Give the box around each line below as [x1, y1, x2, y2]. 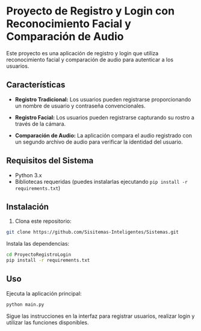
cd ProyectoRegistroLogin [6, 252, 71, 258]
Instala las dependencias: [6, 240, 70, 247]
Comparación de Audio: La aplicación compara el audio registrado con [14, 132, 193, 139]
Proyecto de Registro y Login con [6, 4, 175, 18]
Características [6, 80, 66, 90]
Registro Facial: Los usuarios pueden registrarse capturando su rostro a [14, 114, 194, 121]
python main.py [6, 302, 45, 308]
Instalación [6, 201, 49, 211]
